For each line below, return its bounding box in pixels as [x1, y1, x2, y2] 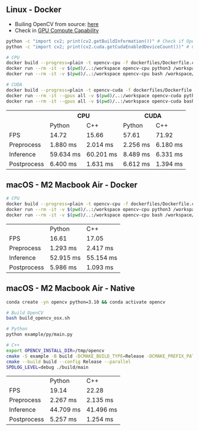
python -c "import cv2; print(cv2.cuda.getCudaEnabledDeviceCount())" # [6, 44, 190, 50]
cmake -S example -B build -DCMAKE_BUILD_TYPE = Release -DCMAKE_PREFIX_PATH [6, 353, 197, 359]
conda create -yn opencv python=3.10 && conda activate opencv [6, 299, 166, 305]
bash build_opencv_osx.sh [6, 315, 70, 321]
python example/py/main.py [6, 331, 73, 337]
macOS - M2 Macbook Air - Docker [6, 180, 138, 190]
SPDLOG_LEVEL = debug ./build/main [6, 364, 89, 370]
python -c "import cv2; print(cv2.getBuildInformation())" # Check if [6, 38, 184, 44]
